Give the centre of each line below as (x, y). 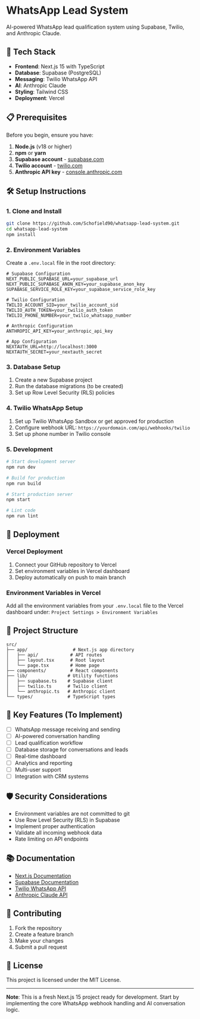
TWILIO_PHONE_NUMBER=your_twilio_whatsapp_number (69, 316)
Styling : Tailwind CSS (41, 92)
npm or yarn (30, 153)
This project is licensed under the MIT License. (64, 980)
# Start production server (40, 494)
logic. (13, 1010)
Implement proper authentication (55, 826)
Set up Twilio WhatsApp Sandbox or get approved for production (94, 421)
